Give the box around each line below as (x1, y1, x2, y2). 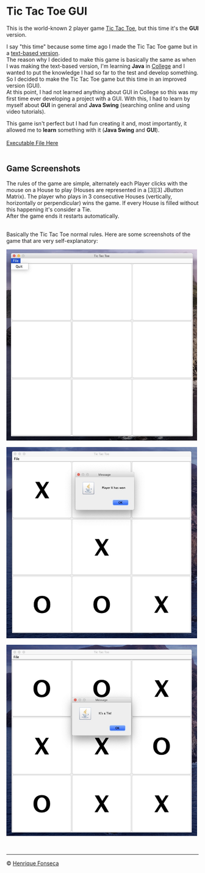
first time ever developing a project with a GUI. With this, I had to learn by (6, 95, 190, 102)
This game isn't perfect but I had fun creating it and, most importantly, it (6, 119, 187, 127)
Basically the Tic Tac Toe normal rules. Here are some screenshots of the (6, 231, 191, 238)
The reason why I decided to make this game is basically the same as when (6, 56, 196, 63)
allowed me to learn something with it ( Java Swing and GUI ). (6, 126, 160, 133)
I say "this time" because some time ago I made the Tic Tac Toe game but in (6, 43, 198, 50)
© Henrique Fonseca (6, 860, 59, 867)
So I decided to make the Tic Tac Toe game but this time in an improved (6, 75, 187, 83)
